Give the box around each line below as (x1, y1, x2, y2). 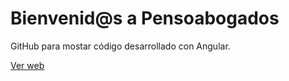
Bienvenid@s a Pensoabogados (10, 7, 280, 30)
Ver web (10, 59, 45, 71)
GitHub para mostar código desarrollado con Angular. (10, 40, 231, 52)
